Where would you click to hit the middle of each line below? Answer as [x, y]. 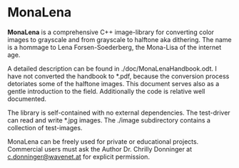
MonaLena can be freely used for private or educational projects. [103, 141]
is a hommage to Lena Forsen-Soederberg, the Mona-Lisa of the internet [115, 47]
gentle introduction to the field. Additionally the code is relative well [106, 91]
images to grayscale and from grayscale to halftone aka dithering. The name [119, 39]
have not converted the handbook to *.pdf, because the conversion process [118, 76]
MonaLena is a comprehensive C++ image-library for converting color [111, 32]
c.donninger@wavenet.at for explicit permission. [78, 157]
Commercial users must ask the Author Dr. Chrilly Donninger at [100, 149]
